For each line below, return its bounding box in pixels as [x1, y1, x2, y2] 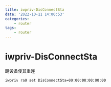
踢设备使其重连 [5, 68, 35, 74]
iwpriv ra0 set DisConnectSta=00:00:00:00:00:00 [5, 78, 106, 83]
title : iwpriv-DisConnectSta [5, 7, 65, 12]
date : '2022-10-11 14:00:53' [5, 12, 65, 17]
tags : [5, 26, 16, 30]
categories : [5, 16, 29, 21]
